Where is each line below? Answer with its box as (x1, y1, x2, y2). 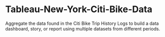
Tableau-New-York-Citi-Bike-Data (5, 4, 153, 15)
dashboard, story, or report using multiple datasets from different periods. (5, 25, 160, 31)
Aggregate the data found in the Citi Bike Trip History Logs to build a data (5, 20, 159, 26)
